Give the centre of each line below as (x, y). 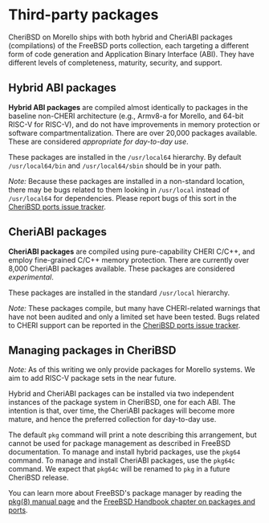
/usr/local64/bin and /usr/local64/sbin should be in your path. (115, 165)
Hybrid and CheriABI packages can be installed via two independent (121, 394)
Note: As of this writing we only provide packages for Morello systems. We (132, 370)
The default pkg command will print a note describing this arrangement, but (132, 435)
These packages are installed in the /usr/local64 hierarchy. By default (125, 157)
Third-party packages (84, 15)
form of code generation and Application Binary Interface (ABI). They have (131, 54)
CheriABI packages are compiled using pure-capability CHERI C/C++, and (132, 251)
